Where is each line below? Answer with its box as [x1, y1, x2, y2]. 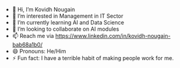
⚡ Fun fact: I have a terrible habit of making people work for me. [12, 55, 174, 61]
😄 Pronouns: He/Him [12, 48, 66, 55]
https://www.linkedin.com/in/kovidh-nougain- [55, 32, 171, 39]
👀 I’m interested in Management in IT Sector [12, 12, 123, 20]
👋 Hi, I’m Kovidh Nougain [12, 6, 76, 13]
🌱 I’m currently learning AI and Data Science [12, 19, 125, 26]
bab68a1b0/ [12, 41, 43, 48]
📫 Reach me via [12, 32, 54, 39]
